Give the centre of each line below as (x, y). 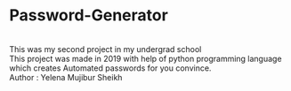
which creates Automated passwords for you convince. (110, 68)
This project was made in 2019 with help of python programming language (145, 58)
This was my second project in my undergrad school (105, 49)
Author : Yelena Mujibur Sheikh (66, 77)
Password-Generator (89, 15)
